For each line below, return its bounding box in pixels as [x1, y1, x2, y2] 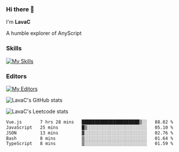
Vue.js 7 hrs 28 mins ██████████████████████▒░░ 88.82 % [6, 119, 174, 125]
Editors [6, 72, 27, 80]
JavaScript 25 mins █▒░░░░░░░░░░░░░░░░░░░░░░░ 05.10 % [6, 125, 174, 130]
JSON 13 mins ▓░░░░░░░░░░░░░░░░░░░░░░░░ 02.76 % [6, 130, 174, 136]
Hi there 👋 [6, 5, 35, 13]
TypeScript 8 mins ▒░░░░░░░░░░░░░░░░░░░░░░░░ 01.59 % [6, 141, 174, 147]
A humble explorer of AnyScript [6, 30, 82, 37]
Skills [6, 44, 22, 52]
